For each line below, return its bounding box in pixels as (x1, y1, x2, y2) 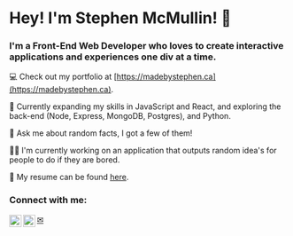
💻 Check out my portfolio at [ (9, 71, 118, 83)
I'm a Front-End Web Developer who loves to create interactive (9, 40, 284, 52)
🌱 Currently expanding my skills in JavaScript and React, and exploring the (9, 101, 281, 112)
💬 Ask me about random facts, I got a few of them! (9, 128, 193, 138)
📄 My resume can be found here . (9, 172, 129, 183)
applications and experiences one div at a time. (9, 51, 217, 63)
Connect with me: (9, 194, 88, 207)
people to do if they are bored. (9, 154, 120, 165)
